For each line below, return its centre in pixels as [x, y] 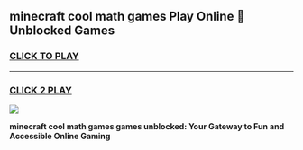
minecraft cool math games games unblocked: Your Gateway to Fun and [147, 126]
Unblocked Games [62, 31]
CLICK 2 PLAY [41, 90]
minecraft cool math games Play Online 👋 [127, 17]
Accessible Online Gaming [60, 136]
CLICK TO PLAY [44, 57]
